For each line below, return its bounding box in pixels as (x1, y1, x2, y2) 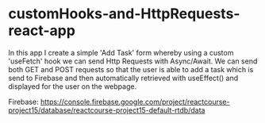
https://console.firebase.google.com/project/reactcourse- (40, 97, 230, 106)
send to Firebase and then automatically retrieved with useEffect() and (8, 73, 239, 83)
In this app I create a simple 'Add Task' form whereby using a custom (8, 48, 234, 57)
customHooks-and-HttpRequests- (8, 5, 240, 23)
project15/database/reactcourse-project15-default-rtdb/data (8, 105, 205, 115)
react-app (8, 21, 75, 40)
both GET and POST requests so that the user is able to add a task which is (8, 64, 254, 74)
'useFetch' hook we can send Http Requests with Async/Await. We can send (8, 56, 258, 66)
